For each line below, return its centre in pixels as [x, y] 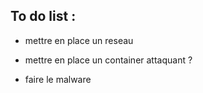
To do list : [43, 16]
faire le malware [58, 79]
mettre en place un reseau [79, 40]
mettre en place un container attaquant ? [108, 60]
